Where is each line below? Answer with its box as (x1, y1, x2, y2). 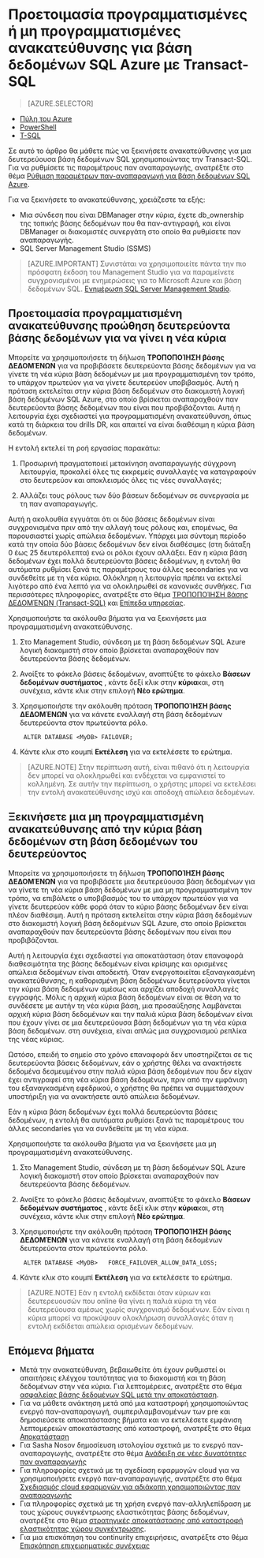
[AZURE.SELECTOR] (27, 99, 94, 108)
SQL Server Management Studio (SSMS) (19, 243, 151, 253)
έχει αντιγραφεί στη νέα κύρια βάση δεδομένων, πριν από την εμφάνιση (8, 1074, 247, 1084)
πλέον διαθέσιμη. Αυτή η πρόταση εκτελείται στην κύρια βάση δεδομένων (8, 910, 253, 920)
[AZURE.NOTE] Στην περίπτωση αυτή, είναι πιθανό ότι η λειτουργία (27, 762, 250, 772)
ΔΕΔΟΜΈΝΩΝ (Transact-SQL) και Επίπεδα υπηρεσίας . (8, 598, 186, 607)
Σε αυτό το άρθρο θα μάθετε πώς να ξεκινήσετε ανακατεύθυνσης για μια (8, 146, 251, 155)
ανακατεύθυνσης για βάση (8, 39, 193, 57)
